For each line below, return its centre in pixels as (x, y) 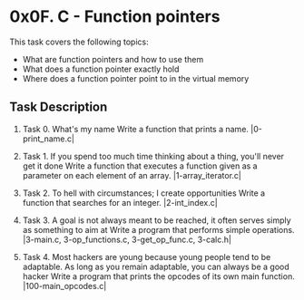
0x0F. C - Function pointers (115, 17)
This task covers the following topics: (79, 42)
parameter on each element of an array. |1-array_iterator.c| (132, 175)
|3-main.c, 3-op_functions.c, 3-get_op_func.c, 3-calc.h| (127, 239)
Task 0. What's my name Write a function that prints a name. (136, 129)
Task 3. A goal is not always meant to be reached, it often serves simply (157, 220)
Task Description (59, 107)
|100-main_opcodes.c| (64, 285)
